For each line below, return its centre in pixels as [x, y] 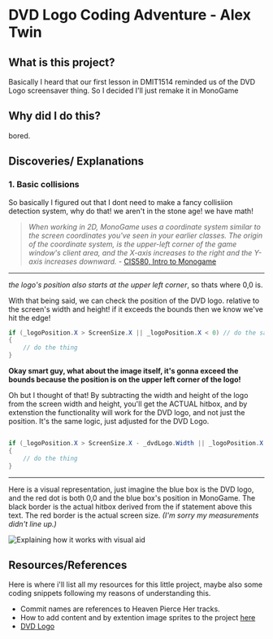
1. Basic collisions [44, 185]
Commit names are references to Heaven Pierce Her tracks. [120, 609]
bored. [19, 135]
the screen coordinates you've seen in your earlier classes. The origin [145, 235]
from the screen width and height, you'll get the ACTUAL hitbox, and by [128, 404]
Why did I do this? [55, 116]
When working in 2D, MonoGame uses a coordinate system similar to [145, 226]
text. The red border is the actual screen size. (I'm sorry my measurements [134, 515]
